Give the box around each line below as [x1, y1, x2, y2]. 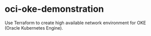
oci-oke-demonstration [4, 3, 104, 15]
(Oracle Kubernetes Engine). [4, 25, 63, 31]
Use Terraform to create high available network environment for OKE [4, 20, 146, 26]
